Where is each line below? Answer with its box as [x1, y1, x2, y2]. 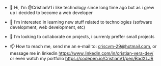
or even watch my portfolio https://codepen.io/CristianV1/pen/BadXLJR [9, 56, 154, 61]
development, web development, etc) [9, 24, 85, 30]
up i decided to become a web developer [9, 10, 93, 16]
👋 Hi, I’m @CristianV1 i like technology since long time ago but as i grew [9, 5, 155, 10]
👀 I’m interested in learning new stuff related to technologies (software [9, 19, 152, 25]
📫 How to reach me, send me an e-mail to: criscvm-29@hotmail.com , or [9, 44, 157, 49]
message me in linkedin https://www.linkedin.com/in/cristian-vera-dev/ [9, 50, 154, 56]
